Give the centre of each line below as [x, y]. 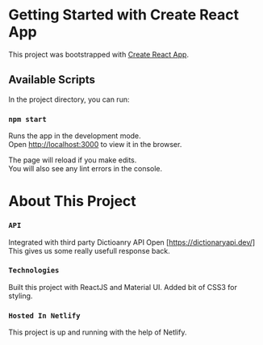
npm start [27, 119]
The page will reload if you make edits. [73, 160]
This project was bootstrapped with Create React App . [99, 54]
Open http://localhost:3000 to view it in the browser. [95, 145]
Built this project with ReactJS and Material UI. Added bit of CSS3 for [123, 287]
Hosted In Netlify [44, 316]
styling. [21, 296]
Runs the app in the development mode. [75, 136]
